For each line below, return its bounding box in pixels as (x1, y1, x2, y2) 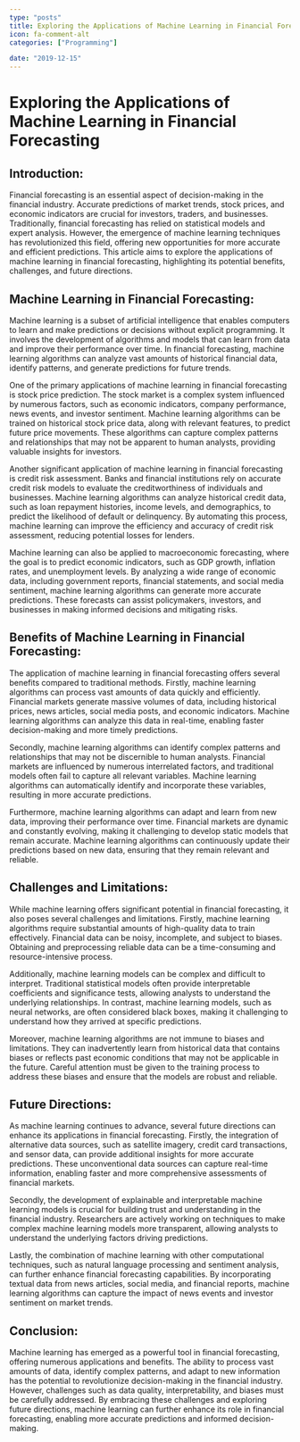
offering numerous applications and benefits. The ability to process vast (9, 1356, 274, 1367)
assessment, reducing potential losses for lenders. (9, 529, 195, 540)
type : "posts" (9, 13, 62, 22)
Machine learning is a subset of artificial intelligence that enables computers (9, 314, 290, 326)
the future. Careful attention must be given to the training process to (9, 1062, 261, 1072)
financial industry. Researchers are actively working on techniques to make (9, 1213, 286, 1224)
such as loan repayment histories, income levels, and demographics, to (9, 501, 271, 512)
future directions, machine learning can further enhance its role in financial (9, 1404, 284, 1415)
